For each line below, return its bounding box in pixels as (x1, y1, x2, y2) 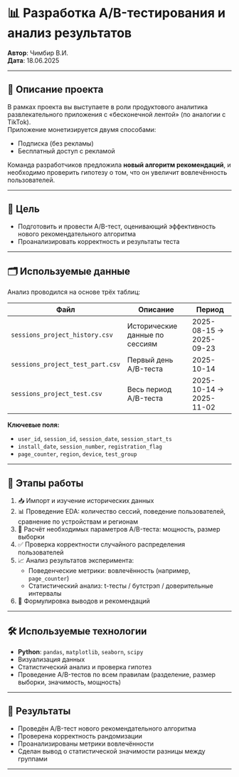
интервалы (28, 589, 62, 598)
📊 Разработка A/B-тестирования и (7, 5, 226, 21)
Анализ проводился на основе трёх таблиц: (7, 288, 141, 296)
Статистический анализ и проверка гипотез (17, 663, 152, 671)
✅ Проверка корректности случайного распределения (17, 540, 186, 549)
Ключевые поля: (7, 421, 60, 430)
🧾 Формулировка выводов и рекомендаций (17, 596, 151, 606)
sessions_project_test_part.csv (11, 360, 121, 369)
